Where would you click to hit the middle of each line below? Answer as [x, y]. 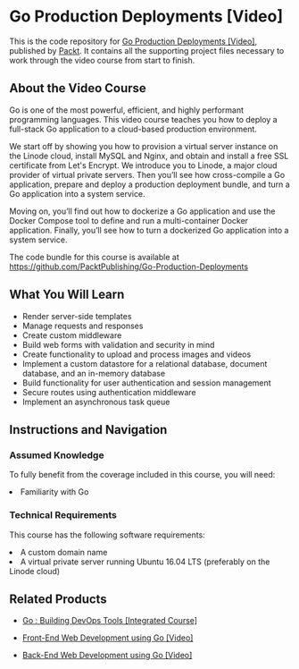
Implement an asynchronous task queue [96, 402]
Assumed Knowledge [57, 455]
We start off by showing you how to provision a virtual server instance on [144, 146]
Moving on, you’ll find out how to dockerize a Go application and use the [142, 211]
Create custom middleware [72, 335]
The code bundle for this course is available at [95, 257]
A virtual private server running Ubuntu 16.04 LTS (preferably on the [145, 562]
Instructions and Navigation [88, 430]
